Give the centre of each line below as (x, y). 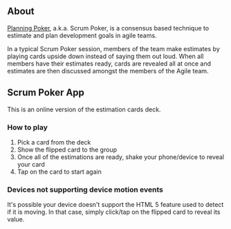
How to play (28, 127)
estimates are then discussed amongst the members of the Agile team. (108, 71)
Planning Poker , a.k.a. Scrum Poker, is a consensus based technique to (108, 28)
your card (31, 164)
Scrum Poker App (46, 93)
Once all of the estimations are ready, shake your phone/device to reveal (121, 157)
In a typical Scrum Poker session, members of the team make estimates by (113, 48)
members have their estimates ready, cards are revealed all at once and (109, 63)
